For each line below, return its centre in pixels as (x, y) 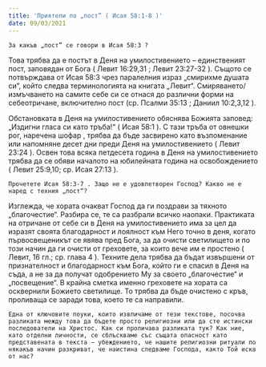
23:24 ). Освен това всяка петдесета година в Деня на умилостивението (133, 152)
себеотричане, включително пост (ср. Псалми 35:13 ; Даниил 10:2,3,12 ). (132, 103)
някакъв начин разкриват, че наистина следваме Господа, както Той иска (132, 349)
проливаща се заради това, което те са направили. (96, 299)
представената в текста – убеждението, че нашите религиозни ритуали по (132, 342)
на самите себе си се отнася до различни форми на (144, 94)
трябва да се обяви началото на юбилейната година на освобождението (133, 160)
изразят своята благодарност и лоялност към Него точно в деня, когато (132, 231)
